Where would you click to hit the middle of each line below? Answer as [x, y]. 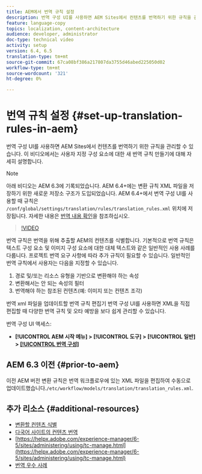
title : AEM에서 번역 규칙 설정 [40, 12]
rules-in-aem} [42, 129]
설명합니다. [30, 162]
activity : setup [26, 46]
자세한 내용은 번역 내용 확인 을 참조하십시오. [79, 216]
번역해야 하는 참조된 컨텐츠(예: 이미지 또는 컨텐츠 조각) [78, 291]
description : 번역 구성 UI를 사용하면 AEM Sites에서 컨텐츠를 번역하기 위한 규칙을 [99, 17]
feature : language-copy [36, 23]
